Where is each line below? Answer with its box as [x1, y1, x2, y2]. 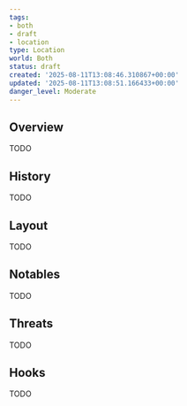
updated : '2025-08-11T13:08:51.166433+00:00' [9, 79, 179, 88]
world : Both [9, 54, 53, 63]
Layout [9, 218, 49, 233]
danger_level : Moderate [9, 87, 97, 96]
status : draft [9, 63, 62, 72]
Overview [9, 119, 64, 134]
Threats [9, 316, 54, 332]
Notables [9, 267, 61, 282]
